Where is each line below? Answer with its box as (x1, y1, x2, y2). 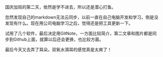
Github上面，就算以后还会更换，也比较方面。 (13, 36, 104, 42)
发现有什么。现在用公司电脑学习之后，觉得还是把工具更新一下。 (5, 21, 133, 26)
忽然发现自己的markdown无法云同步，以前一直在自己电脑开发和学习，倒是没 (5, 14, 159, 20)
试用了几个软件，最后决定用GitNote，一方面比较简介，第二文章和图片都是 (5, 31, 152, 36)
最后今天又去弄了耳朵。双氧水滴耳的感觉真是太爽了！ (5, 47, 112, 52)
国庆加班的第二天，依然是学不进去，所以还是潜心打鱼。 (5, 4, 116, 10)
